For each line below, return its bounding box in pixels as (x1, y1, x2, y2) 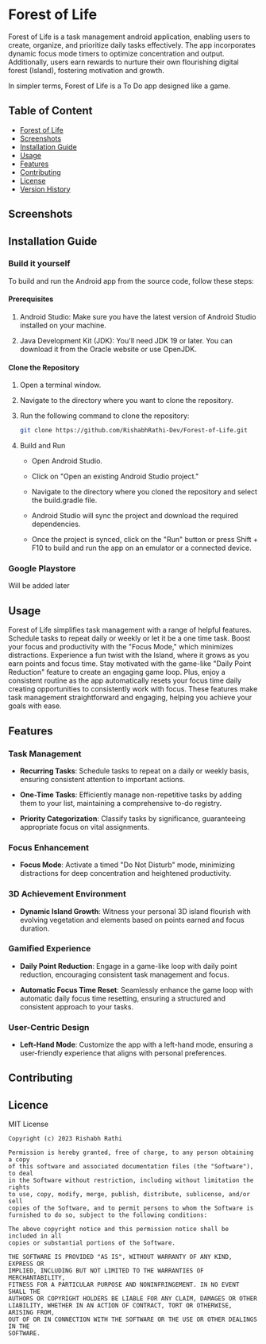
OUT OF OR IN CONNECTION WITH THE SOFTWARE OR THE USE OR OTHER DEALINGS (8, 1315, 258, 1324)
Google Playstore (8, 563, 76, 574)
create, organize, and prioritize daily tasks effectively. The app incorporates (8, 40, 256, 49)
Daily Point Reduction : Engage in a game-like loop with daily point (19, 961, 237, 970)
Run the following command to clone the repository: (19, 411, 190, 420)
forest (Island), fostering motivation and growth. (8, 65, 165, 75)
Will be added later (8, 581, 70, 591)
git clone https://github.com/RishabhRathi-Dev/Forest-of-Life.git (19, 427, 248, 435)
